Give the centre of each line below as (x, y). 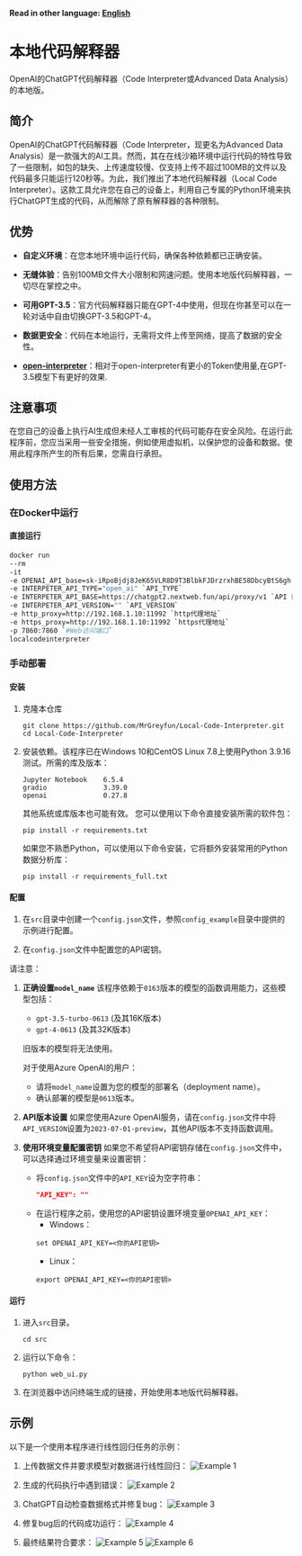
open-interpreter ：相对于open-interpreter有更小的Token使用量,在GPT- (155, 365)
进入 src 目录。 (48, 1322)
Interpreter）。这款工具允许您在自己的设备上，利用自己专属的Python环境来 (147, 189)
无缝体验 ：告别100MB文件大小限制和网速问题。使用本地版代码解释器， (153, 274)
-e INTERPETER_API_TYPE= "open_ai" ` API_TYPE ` (96, 589)
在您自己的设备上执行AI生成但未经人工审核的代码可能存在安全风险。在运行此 (151, 431)
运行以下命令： (50, 1357)
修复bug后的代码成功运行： (73, 1523)
